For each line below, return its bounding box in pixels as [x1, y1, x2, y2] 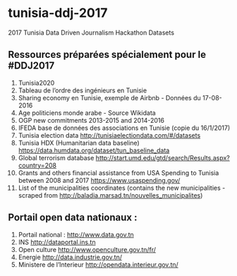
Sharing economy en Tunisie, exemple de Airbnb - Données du [18, 93, 202, 102]
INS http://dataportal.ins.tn [18, 238, 96, 246]
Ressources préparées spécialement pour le [8, 49, 207, 61]
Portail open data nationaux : [8, 212, 138, 224]
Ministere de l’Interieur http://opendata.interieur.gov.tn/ [18, 260, 178, 269]
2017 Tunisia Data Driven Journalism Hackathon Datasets [8, 28, 175, 37]
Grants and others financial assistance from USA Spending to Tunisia [18, 168, 219, 177]
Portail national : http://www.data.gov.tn [18, 230, 135, 239]
